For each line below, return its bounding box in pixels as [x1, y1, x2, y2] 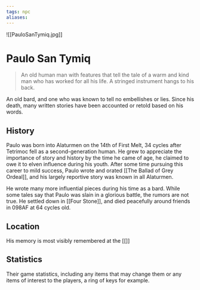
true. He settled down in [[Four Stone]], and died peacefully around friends [6, 198, 190, 205]
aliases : [6, 14, 28, 20]
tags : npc [6, 8, 31, 15]
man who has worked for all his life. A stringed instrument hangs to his [20, 78, 194, 85]
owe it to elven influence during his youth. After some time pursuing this [6, 161, 183, 168]
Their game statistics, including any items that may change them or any [6, 270, 182, 277]
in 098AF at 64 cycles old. [6, 204, 71, 211]
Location [6, 221, 40, 231]
